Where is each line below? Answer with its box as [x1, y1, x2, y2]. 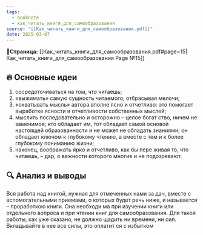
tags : [6, 8, 20, 15]
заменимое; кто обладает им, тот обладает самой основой [15, 120, 169, 127]
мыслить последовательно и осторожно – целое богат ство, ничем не [15, 113, 198, 121]
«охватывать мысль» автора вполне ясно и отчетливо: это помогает [15, 101, 194, 108]
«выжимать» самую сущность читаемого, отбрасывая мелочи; [15, 94, 180, 102]
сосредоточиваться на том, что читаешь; [15, 88, 122, 95]
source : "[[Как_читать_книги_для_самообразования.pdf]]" [6, 25, 153, 32]
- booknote [12, 15, 39, 21]
